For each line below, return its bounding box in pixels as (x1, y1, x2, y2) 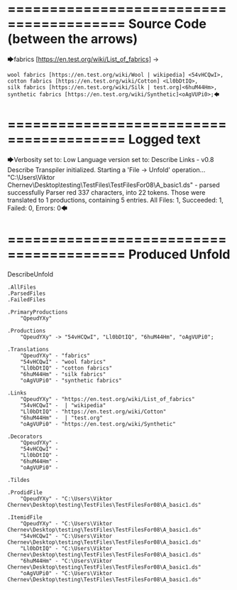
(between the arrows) (7, 31, 138, 47)
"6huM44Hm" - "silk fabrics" (20, 370, 106, 377)
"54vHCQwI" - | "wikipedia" (20, 402, 106, 409)
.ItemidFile (7, 513, 43, 521)
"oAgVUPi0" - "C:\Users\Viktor (20, 569, 113, 576)
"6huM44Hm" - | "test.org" (20, 414, 103, 422)
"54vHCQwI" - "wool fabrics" (20, 358, 106, 365)
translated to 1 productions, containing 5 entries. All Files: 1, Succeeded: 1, (7, 195, 224, 204)
